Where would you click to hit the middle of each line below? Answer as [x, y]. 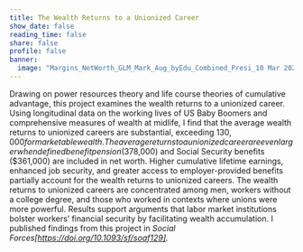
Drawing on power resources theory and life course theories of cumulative [148, 93]
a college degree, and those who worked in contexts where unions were [143, 199]
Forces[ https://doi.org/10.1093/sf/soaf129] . [89, 238]
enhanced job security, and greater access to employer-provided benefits [147, 170]
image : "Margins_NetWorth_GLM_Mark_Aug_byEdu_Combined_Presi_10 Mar [149, 69]
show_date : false [42, 26]
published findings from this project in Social [92, 228]
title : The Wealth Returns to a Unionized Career [105, 18]
